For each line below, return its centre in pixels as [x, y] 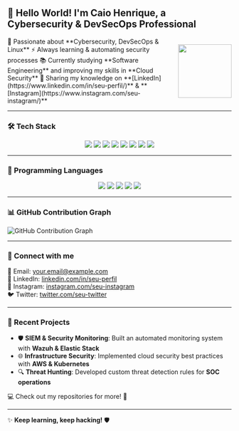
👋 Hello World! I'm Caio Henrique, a [87, 13]
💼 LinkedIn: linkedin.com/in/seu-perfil [62, 279]
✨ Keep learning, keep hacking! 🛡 [59, 420]
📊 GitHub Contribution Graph [59, 212]
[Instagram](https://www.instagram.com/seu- [74, 93]
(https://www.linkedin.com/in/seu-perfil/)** [70, 85]
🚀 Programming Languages [55, 170]
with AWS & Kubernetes [54, 364]
